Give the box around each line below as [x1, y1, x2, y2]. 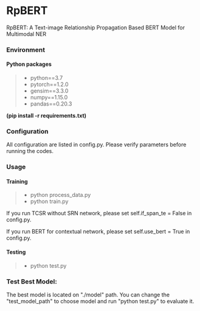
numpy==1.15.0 [30, 94, 68, 101]
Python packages [6, 60, 52, 68]
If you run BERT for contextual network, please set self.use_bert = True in [6, 228, 190, 235]
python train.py [30, 198, 69, 205]
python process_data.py [30, 191, 91, 199]
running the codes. [6, 148, 53, 155]
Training [6, 177, 29, 185]
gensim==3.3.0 [30, 87, 69, 95]
